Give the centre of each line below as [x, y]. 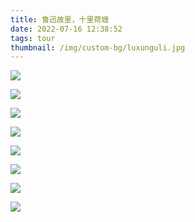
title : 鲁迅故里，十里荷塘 [60, 19]
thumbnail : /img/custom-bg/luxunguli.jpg [98, 47]
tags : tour [33, 38]
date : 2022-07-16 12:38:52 [66, 29]
